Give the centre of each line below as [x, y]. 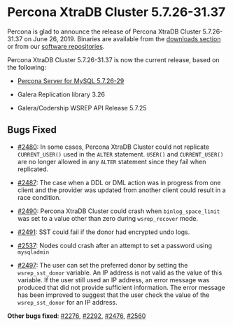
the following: [27, 67]
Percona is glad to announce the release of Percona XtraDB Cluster [104, 31]
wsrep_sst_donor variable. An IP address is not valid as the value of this [120, 272]
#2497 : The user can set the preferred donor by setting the [103, 265]
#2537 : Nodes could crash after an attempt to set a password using [114, 245]
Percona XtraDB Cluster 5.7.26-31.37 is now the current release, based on [113, 59]
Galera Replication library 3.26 [61, 94]
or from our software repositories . [56, 46]
